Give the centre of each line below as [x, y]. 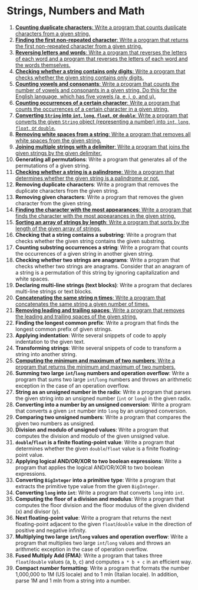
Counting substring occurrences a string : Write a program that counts [102, 247]
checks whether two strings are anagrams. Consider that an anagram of [103, 266]
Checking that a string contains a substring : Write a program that [96, 234]
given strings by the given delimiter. [58, 153]
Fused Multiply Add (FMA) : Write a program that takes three [89, 555]
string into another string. [46, 354]
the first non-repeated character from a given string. [79, 46]
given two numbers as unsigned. [55, 423]
